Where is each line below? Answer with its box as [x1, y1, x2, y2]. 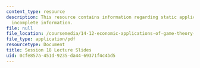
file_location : [6, 31, 44, 37]
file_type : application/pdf [6, 36, 76, 42]
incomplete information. [11, 20, 73, 25]
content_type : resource [6, 8, 65, 15]
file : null [6, 25, 33, 31]
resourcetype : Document [6, 42, 65, 48]
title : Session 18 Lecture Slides [6, 47, 92, 53]
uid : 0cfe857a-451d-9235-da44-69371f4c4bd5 [6, 53, 116, 59]
